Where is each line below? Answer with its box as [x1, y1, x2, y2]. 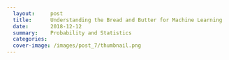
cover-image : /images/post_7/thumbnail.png [13, 42, 141, 49]
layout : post [13, 10, 64, 17]
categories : [13, 36, 48, 43]
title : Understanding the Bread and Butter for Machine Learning [13, 17, 223, 23]
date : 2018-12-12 [13, 23, 82, 30]
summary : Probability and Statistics [13, 29, 132, 37]
